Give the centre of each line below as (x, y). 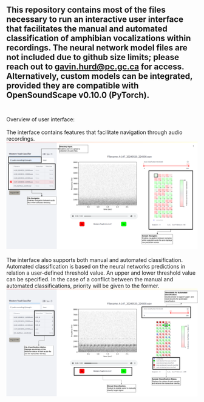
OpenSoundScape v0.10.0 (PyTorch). (78, 95)
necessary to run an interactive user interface (95, 20)
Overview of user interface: (40, 119)
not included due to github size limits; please (93, 57)
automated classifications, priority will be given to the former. (83, 286)
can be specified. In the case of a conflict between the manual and (90, 280)
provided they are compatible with (73, 86)
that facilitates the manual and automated (87, 29)
